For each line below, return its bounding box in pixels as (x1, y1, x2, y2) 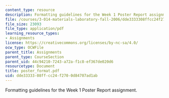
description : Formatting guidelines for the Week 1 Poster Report (5, 12, 147, 17)
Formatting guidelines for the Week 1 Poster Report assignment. (5, 87, 137, 93)
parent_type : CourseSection (5, 54, 64, 60)
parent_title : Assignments (5, 50, 62, 55)
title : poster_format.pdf (5, 69, 59, 74)
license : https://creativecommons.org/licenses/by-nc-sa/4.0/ (5, 40, 138, 45)
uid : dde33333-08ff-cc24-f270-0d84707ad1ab (5, 73, 98, 78)
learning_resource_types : (5, 31, 59, 36)
